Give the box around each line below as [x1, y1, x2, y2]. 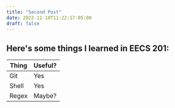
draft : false [6, 20, 40, 26]
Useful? [33, 61, 57, 70]
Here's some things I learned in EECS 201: [6, 43, 169, 53]
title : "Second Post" [6, 9, 62, 15]
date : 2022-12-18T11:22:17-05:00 [6, 15, 92, 21]
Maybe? [33, 91, 57, 100]
